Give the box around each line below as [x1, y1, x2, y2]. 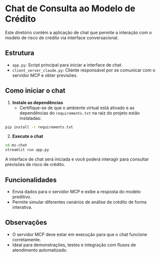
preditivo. [12, 194, 32, 200]
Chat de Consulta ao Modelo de [5, 3, 136, 14]
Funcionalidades [5, 176, 57, 184]
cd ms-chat [5, 143, 27, 148]
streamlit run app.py [5, 147, 49, 152]
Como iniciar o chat [5, 87, 66, 95]
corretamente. [12, 236, 41, 242]
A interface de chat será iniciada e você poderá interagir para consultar [5, 156, 149, 162]
